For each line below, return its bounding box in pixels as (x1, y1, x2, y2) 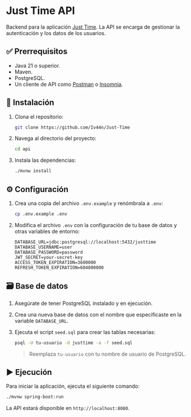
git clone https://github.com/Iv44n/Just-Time (14, 124, 130, 130)
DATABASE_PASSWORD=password (14, 249, 83, 255)
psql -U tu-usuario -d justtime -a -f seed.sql (14, 340, 133, 346)
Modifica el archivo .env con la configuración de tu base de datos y (14, 221, 177, 228)
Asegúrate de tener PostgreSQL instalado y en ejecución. (14, 300, 153, 307)
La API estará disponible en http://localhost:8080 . (6, 405, 130, 412)
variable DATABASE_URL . (14, 317, 69, 324)
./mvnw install (14, 168, 52, 174)
